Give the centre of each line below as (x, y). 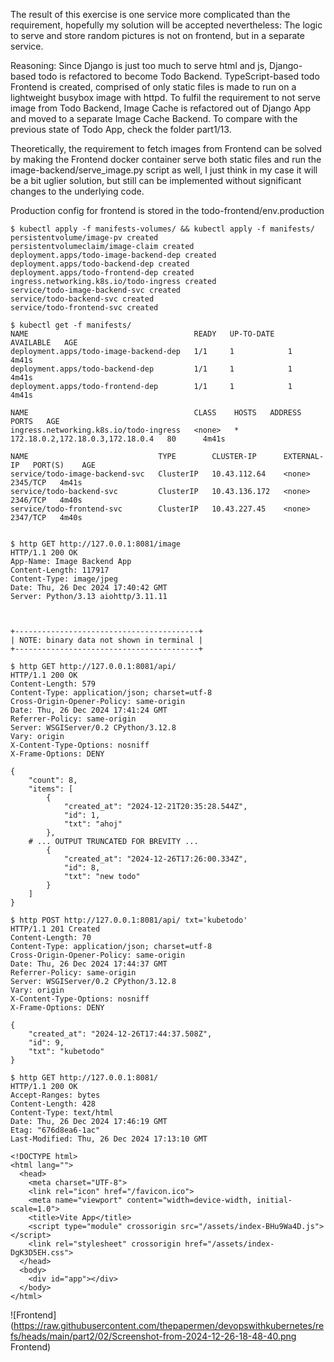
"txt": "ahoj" (93, 824)
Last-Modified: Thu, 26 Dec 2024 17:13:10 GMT (109, 1139)
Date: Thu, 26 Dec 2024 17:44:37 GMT (89, 964)
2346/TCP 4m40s (46, 500)
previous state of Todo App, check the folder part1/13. (121, 129)
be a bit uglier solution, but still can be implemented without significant (156, 180)
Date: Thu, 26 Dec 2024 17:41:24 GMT (89, 710)
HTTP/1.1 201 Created (55, 929)
